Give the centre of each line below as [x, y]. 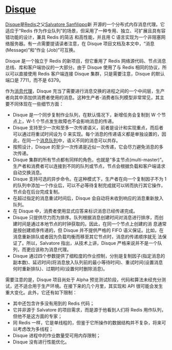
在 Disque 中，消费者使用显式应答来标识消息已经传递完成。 [75, 211]
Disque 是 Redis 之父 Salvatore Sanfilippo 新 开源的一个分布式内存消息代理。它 [85, 24]
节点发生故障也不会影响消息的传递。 [78, 121]
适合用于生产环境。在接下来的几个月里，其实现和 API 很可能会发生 [93, 286]
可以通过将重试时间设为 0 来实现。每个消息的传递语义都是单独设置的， [87, 134]
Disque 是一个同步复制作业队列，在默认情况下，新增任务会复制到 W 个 [87, 114]
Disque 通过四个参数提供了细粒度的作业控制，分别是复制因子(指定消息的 [89, 256]
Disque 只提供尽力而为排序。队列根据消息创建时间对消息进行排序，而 [86, 217]
